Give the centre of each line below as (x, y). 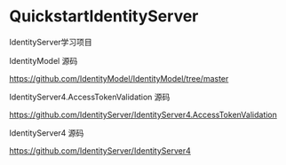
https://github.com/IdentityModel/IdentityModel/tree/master (119, 78)
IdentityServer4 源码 (47, 133)
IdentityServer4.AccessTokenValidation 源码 (90, 97)
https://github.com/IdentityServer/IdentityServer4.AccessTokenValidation (143, 114)
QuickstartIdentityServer (104, 16)
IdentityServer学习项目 (51, 42)
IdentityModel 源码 (44, 60)
